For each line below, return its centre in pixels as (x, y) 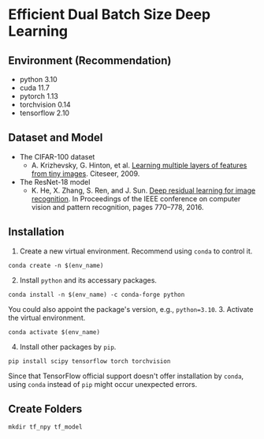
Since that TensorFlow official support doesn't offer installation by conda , (126, 376)
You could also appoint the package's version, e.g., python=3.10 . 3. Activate (131, 309)
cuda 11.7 (34, 88)
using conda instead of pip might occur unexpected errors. (103, 384)
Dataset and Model (56, 138)
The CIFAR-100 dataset (57, 156)
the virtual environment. (47, 317)
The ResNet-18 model (55, 182)
